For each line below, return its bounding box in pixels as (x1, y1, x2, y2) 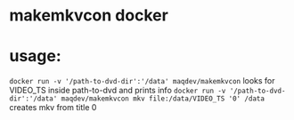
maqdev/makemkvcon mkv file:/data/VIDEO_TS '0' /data (61, 94, 265, 103)
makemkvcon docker (9, 5, 169, 26)
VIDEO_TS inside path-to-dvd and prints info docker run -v (9, 85, 226, 96)
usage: (9, 46, 62, 67)
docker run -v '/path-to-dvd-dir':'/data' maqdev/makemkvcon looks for (9, 76, 275, 86)
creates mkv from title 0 (9, 102, 97, 113)
